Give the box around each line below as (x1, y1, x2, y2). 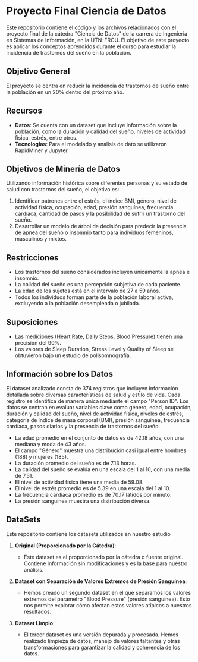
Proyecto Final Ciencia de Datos (6, 4, 166, 18)
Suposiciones (6, 317, 58, 327)
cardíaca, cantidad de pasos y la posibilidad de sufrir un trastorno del (14, 210, 186, 217)
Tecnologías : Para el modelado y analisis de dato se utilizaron (14, 140, 168, 147)
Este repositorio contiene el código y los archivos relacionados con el (6, 24, 177, 31)
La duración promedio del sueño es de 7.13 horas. (14, 459, 137, 466)
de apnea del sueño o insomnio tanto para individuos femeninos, (14, 229, 174, 236)
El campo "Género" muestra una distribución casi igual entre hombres (14, 447, 187, 454)
